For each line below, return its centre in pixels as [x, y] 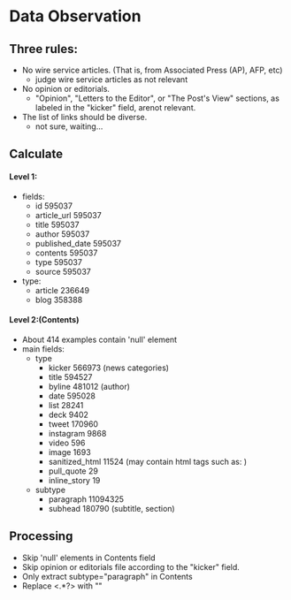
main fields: [43, 349]
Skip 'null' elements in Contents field [89, 558]
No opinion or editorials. [66, 89]
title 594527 [70, 376]
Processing [41, 536]
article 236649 [62, 290]
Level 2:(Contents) [44, 320]
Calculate [36, 154]
